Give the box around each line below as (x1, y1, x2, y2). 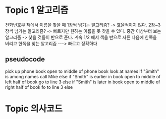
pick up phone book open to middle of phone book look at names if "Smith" (5, 68, 160, 74)
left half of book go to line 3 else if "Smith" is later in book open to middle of (5, 79, 160, 85)
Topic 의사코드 (5, 103, 63, 114)
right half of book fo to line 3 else (5, 84, 73, 90)
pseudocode (5, 55, 45, 63)
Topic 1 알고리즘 (5, 4, 68, 16)
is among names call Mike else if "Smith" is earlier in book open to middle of (5, 73, 161, 79)
